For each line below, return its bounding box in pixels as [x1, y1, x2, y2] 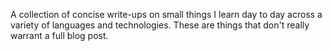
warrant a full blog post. [10, 30, 109, 41]
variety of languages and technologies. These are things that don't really [10, 19, 310, 31]
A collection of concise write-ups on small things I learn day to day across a [10, 9, 323, 20]
